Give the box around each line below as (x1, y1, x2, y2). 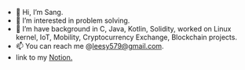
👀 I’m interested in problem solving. (15, 16, 130, 25)
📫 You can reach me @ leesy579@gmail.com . (15, 42, 164, 50)
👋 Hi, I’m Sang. (15, 8, 64, 17)
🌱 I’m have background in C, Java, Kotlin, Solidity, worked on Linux (15, 24, 232, 33)
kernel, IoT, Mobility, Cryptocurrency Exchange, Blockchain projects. (15, 32, 238, 42)
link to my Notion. (15, 53, 73, 62)
